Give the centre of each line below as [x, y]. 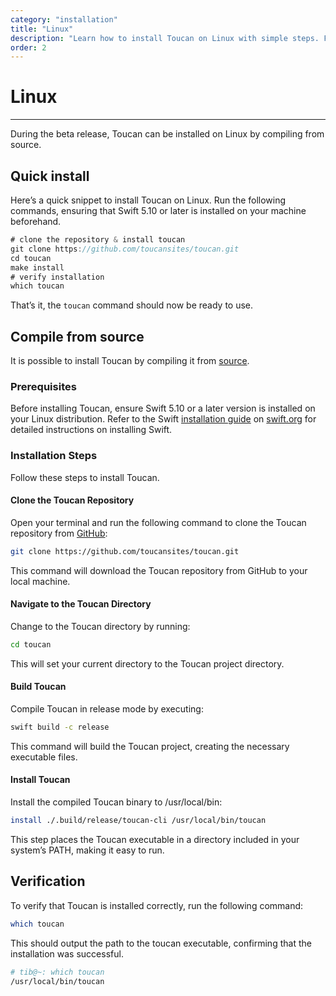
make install [37, 267]
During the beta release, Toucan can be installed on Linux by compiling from [167, 134]
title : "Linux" [42, 29]
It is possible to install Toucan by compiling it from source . [130, 361]
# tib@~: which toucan [57, 972]
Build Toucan [38, 687]
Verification [48, 881]
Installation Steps [54, 456]
